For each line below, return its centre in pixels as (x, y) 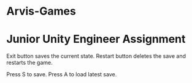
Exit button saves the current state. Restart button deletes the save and (96, 56)
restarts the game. (30, 63)
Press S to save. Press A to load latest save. (62, 74)
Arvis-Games (41, 11)
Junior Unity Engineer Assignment (96, 39)
